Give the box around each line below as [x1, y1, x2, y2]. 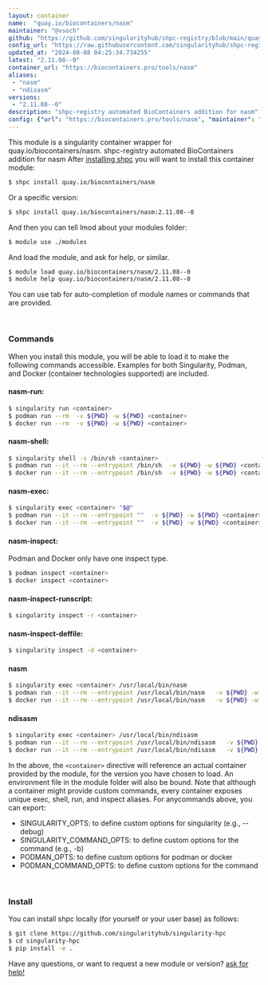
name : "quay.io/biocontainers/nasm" [8, 19, 134, 27]
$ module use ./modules [8, 238, 88, 246]
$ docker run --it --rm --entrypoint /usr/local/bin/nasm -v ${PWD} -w [8, 696, 259, 704]
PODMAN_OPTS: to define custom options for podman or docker [19, 852, 233, 861]
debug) [19, 826, 45, 836]
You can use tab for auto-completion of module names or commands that [8, 290, 250, 299]
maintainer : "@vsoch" [8, 26, 81, 34]
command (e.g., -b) [19, 843, 85, 853]
